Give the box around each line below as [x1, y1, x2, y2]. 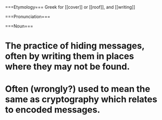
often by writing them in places [5, 51, 134, 62]
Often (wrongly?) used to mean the [5, 83, 151, 95]
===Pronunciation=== [5, 14, 51, 19]
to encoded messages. [5, 104, 101, 116]
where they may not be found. [5, 61, 130, 72]
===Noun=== [5, 23, 33, 29]
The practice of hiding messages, [5, 40, 145, 51]
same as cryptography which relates [5, 94, 158, 105]
